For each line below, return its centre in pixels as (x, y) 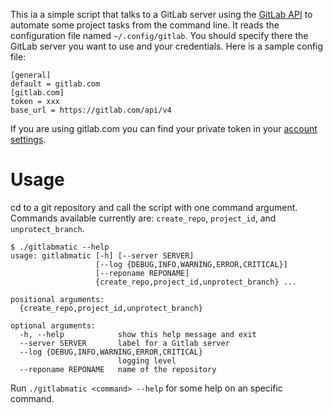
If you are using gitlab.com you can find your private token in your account (164, 128)
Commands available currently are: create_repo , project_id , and (143, 218)
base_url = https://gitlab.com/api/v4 (91, 110)
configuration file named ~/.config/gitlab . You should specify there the (159, 35)
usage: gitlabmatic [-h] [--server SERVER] (102, 255)
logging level (147, 360)
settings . (28, 139)
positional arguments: (57, 299)
